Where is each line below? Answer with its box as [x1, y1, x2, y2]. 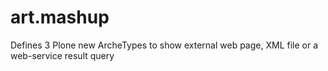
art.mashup [10, 6, 110, 29]
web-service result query [10, 49, 115, 61]
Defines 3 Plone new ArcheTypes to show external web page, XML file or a [10, 39, 319, 51]
